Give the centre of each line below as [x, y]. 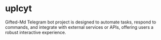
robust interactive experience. [36, 32]
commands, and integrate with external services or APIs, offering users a [80, 27]
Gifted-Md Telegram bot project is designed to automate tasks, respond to [81, 22]
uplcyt [19, 9]
